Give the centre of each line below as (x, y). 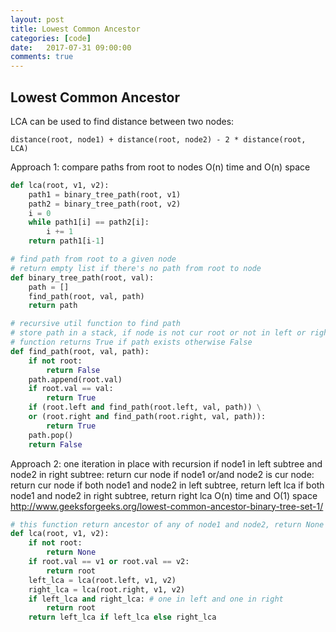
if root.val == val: (71, 389)
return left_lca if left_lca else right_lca (122, 617)
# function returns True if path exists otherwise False (131, 342)
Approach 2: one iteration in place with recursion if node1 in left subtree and (166, 463)
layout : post (37, 19)
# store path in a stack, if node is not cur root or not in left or (158, 333)
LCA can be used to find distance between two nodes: (122, 121)
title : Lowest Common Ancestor (75, 29)
